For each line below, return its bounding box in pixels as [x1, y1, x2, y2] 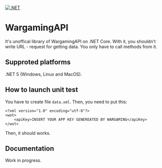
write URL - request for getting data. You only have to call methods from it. [5, 44, 158, 50]
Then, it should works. [5, 130, 51, 136]
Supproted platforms [5, 58, 71, 66]
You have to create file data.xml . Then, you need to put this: [5, 99, 127, 105]
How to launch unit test [5, 86, 78, 94]
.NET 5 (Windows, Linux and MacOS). [5, 71, 82, 77]
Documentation [5, 144, 54, 153]
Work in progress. [5, 158, 42, 164]
